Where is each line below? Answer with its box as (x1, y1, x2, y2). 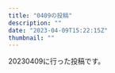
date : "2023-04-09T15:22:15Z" (8, 26, 109, 34)
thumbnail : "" (8, 33, 56, 42)
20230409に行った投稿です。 (8, 56, 105, 66)
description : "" (8, 19, 62, 27)
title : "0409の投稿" (8, 11, 73, 20)
